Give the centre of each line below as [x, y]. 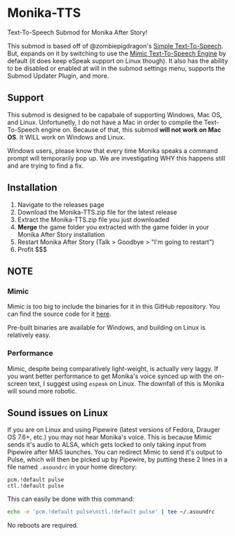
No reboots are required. [43, 525]
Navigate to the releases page [61, 204]
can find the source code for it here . [59, 314]
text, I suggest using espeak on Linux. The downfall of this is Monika [126, 383]
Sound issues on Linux [58, 413]
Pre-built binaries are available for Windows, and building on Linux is [106, 328]
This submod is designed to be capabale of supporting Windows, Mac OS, [115, 114]
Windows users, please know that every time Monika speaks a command [113, 150]
